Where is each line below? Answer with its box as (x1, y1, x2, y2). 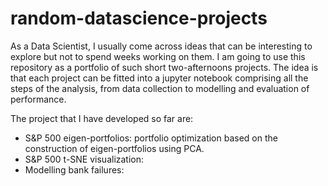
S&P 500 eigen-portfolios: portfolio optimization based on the (24, 132, 278, 144)
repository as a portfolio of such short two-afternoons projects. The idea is (10, 61, 319, 73)
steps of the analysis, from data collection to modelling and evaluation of (10, 82, 310, 94)
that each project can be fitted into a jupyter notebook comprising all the (10, 72, 309, 84)
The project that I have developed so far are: (10, 112, 194, 124)
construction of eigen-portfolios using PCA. (24, 142, 205, 154)
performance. (10, 93, 67, 105)
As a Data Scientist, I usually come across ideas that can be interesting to (10, 40, 313, 52)
